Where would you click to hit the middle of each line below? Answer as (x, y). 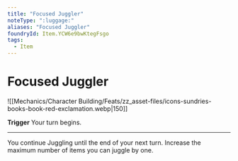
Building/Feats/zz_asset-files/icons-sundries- (145, 101)
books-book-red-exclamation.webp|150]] (68, 108)
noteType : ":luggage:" (41, 20)
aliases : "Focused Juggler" (49, 27)
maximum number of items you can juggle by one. (80, 150)
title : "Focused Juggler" (45, 14)
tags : (15, 40)
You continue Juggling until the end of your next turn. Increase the (104, 143)
